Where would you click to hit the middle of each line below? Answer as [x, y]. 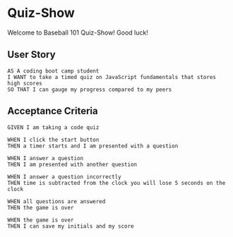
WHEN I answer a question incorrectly [64, 177]
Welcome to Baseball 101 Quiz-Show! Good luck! [78, 32]
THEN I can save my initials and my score [71, 226]
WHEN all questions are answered [56, 201]
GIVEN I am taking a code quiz [53, 127]
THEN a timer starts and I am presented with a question [93, 146]
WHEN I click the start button [53, 140]
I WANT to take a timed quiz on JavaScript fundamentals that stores [112, 77]
